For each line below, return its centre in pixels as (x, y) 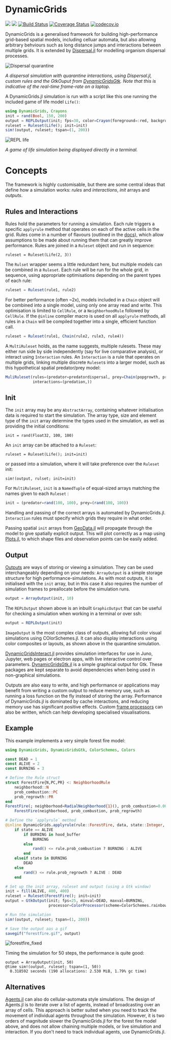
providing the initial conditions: (37, 426)
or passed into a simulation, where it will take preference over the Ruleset (82, 464)
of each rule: (19, 281)
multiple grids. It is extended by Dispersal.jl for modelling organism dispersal (85, 50)
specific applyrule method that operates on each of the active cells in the (82, 229)
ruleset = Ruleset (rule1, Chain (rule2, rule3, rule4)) (65, 336)
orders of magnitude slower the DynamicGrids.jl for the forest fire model (81, 1021)
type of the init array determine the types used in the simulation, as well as (85, 421)
